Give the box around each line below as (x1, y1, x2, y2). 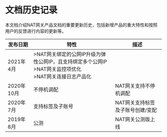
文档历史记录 (5, 4, 58, 16)
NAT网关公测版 (115, 116, 150, 123)
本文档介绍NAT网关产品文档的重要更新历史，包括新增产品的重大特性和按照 (5, 22, 158, 28)
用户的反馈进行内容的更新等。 (5, 28, 66, 34)
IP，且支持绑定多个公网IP (48, 58, 107, 65)
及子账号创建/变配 (115, 106, 157, 113)
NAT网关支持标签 (115, 99, 155, 106)
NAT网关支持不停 (115, 82, 155, 89)
